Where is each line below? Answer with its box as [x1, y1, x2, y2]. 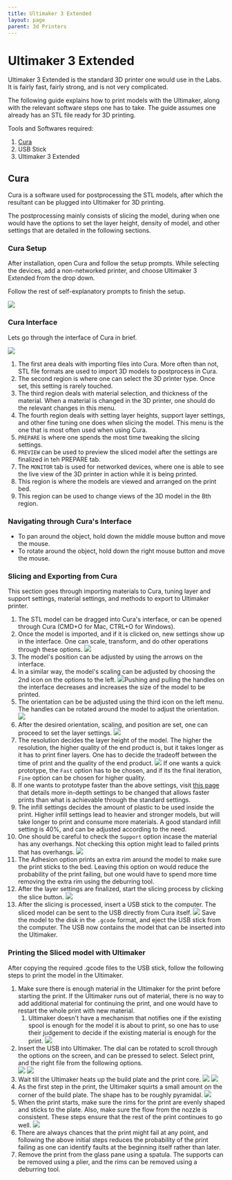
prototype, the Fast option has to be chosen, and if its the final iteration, [17, 767, 222, 775]
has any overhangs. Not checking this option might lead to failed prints [17, 840, 220, 848]
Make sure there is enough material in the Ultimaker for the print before [17, 984, 221, 993]
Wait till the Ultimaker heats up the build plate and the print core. [17, 1075, 201, 1083]
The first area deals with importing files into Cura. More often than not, [17, 359, 219, 368]
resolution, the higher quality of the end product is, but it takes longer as [17, 744, 224, 752]
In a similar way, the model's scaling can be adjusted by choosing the [17, 668, 216, 676]
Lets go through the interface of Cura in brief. [8, 333, 137, 341]
